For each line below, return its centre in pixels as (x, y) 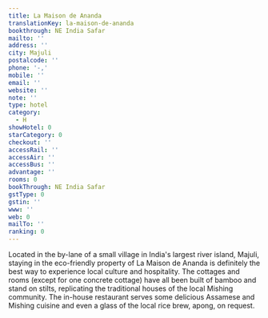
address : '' (28, 46)
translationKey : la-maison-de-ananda (71, 23)
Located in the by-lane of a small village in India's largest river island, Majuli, (134, 254)
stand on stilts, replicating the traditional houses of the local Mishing (121, 288)
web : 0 (19, 217)
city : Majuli (30, 53)
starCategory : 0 (35, 135)
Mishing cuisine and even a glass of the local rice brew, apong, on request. (132, 306)
